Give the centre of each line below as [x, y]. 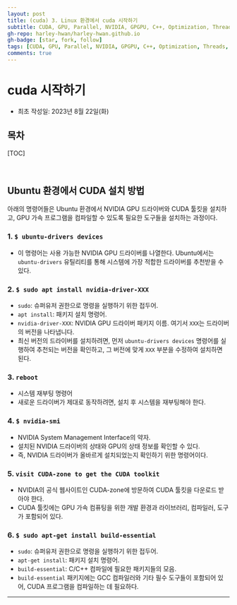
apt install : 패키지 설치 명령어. [62, 314]
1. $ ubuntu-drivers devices [55, 236]
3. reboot [23, 377]
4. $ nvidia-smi [34, 421]
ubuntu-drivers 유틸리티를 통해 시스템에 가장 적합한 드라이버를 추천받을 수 [121, 261]
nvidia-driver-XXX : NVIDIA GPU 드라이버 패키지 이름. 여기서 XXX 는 [111, 323]
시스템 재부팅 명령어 [45, 393]
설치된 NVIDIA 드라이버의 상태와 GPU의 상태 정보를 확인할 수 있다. [109, 446]
